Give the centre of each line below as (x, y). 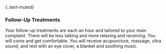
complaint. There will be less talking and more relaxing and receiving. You (80, 36)
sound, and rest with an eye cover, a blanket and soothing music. (71, 46)
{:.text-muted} (20, 7)
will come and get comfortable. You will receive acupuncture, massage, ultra (83, 41)
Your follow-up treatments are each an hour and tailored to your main (76, 30)
